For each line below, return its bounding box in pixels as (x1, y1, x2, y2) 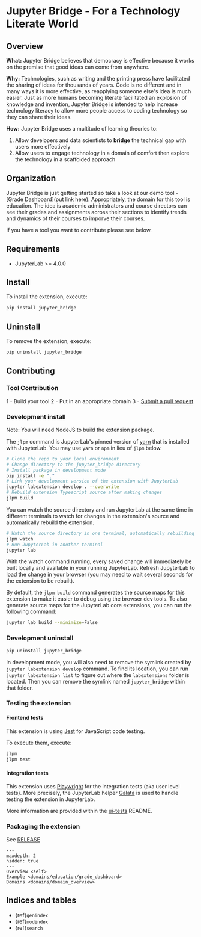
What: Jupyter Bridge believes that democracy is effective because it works (6, 57, 195, 64)
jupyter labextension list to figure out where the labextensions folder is (6, 671, 190, 678)
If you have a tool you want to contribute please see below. (6, 226, 152, 233)
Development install (6, 412, 66, 421)
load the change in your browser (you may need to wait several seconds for (6, 571, 193, 578)
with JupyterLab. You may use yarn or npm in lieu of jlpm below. (6, 444, 162, 451)
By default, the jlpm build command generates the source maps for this (6, 589, 185, 596)
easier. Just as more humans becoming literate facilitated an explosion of (6, 94, 187, 101)
